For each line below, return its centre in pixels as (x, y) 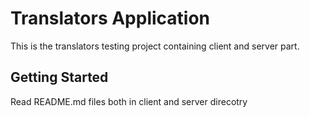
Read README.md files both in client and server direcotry (129, 101)
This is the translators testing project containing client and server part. (155, 46)
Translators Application (110, 18)
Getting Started (59, 77)
